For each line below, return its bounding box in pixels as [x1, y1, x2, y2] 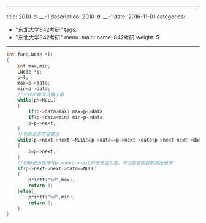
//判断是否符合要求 [17, 131, 60, 138]
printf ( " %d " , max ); [28, 177, 75, 183]
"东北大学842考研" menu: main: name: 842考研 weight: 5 [15, 34, 159, 40]
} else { [17, 188, 34, 194]
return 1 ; [28, 183, 53, 189]
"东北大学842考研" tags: [15, 26, 77, 33]
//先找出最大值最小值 [17, 91, 64, 98]
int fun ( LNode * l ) [6, 51, 53, 58]
